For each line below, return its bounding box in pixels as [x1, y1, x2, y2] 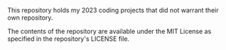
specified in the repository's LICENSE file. [7, 35, 130, 43]
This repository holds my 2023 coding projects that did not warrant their [7, 6, 219, 14]
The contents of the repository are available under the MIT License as [7, 27, 212, 35]
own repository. [7, 13, 53, 22]
